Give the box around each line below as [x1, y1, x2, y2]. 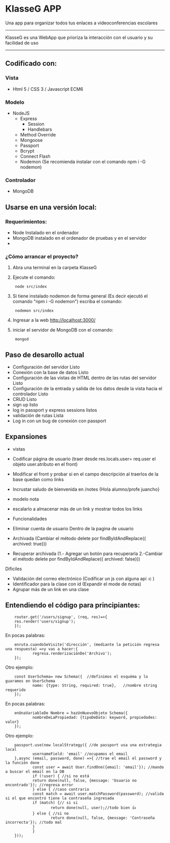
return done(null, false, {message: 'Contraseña [50, 815, 155, 820]
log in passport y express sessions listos [12, 407, 97, 413]
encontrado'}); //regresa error [5, 782, 73, 787]
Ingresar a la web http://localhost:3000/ [12, 317, 96, 323]
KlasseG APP [5, 3, 62, 15]
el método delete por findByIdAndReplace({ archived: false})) [12, 556, 141, 562]
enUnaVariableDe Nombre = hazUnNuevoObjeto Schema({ [14, 710, 128, 715]
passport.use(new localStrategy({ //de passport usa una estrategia [14, 742, 162, 748]
